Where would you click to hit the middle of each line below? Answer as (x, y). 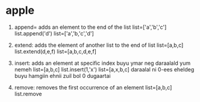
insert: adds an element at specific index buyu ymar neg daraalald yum (102, 63)
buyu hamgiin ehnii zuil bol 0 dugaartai (62, 76)
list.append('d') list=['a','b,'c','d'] (54, 33)
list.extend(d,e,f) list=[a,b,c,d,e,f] (55, 51)
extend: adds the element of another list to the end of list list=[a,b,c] (99, 45)
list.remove (28, 94)
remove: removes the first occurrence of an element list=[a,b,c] (93, 87)
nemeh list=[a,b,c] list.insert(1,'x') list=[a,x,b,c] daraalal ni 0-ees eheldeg (104, 69)
